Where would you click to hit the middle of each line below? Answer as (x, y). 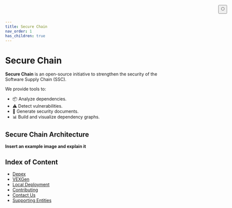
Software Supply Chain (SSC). (36, 79)
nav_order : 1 (19, 31)
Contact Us (24, 195)
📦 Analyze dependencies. (39, 99)
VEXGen (21, 179)
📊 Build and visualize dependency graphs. (56, 117)
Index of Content (31, 162)
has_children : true (25, 36)
